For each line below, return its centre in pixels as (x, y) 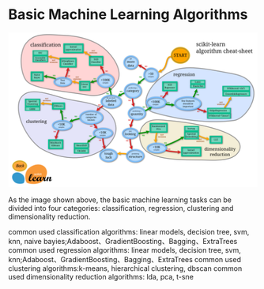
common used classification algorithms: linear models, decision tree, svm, (129, 231)
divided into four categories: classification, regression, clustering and (121, 208)
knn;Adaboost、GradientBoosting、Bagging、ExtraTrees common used (124, 259)
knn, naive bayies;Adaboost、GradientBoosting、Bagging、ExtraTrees (123, 241)
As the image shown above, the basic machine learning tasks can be (120, 200)
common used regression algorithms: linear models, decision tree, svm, (124, 250)
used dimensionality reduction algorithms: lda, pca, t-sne (101, 276)
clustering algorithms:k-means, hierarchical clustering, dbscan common (125, 268)
